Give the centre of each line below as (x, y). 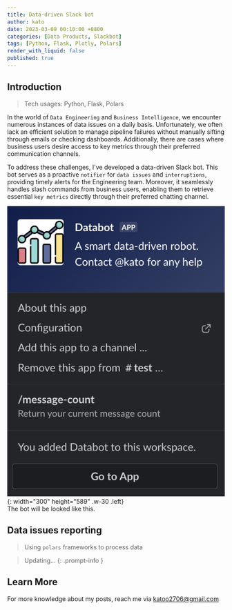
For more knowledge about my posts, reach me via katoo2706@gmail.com (113, 599)
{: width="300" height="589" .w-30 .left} (66, 501)
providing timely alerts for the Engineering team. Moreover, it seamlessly (110, 181)
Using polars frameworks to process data (83, 547)
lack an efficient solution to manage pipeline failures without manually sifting (116, 132)
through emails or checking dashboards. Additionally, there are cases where (116, 139)
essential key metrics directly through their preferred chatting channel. (108, 196)
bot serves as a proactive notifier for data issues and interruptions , (107, 174)
